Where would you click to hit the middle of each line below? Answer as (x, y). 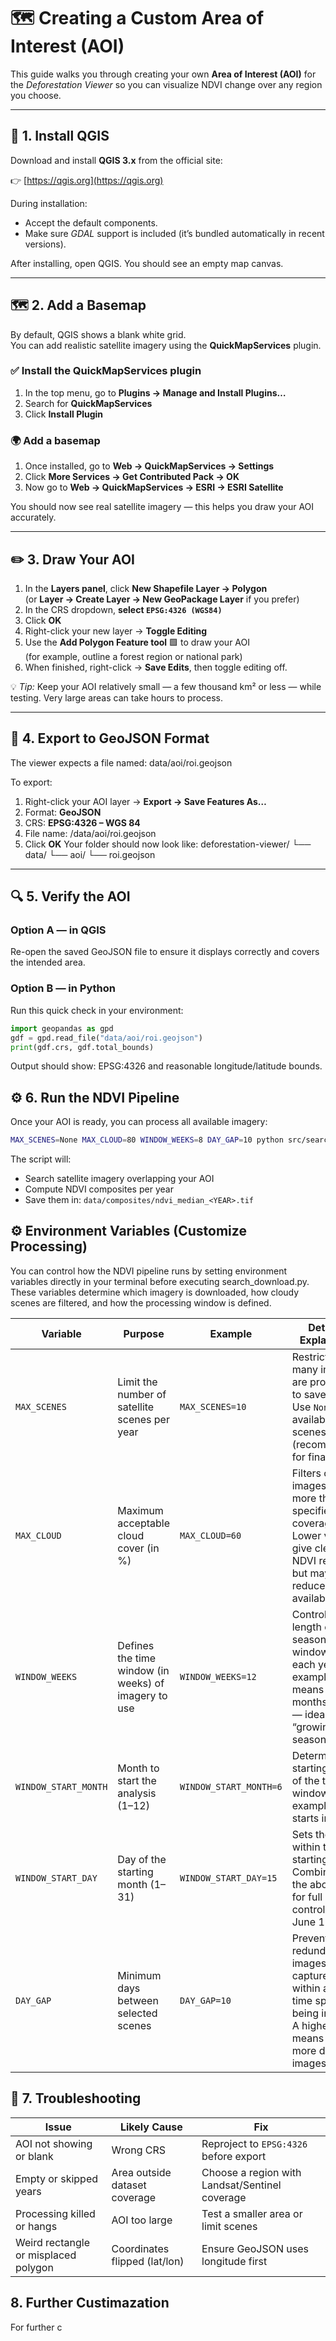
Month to (138, 1768)
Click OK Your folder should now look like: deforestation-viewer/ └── (168, 844)
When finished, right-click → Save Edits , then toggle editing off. (156, 667)
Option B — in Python (63, 988)
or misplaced (46, 2255)
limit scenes (229, 2226)
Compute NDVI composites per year (99, 1189)
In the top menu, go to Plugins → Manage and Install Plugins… (155, 392)
